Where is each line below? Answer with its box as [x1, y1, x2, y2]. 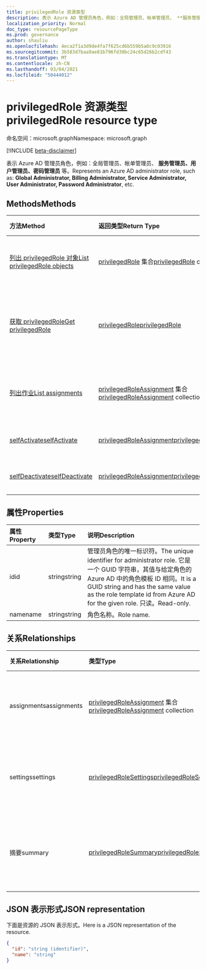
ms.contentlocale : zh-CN [6, 60, 70, 66]
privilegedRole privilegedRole [98, 321, 181, 329]
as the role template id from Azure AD [87, 590, 196, 599]
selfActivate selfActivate [9, 436, 78, 444]
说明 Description [87, 531, 135, 539]
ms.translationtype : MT [6, 55, 67, 61]
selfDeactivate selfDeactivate [9, 472, 93, 480]
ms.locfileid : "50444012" [6, 72, 72, 78]
